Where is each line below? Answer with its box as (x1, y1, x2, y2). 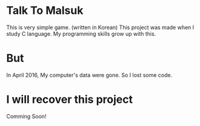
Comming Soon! (6, 113, 47, 120)
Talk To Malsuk (6, 4, 84, 18)
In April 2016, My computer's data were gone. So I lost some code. (6, 71, 173, 79)
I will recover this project (6, 93, 133, 107)
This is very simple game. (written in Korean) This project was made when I (6, 24, 195, 31)
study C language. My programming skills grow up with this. (6, 30, 156, 37)
